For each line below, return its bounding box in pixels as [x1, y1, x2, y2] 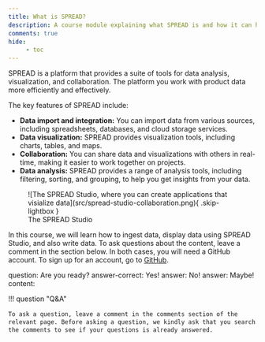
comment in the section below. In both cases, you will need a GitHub [8, 247, 231, 256]
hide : [8, 38, 26, 46]
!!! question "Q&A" [8, 294, 67, 303]
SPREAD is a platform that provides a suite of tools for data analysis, [8, 69, 230, 78]
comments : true [8, 29, 58, 37]
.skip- [200, 198, 219, 208]
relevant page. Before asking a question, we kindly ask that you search [8, 318, 256, 326]
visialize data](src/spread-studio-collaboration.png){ [28, 198, 200, 208]
